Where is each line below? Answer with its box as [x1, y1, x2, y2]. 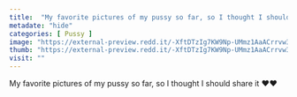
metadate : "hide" [9, 21, 73, 30]
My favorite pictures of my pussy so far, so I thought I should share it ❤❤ [9, 78, 278, 88]
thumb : [9, 46, 34, 55]
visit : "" [9, 54, 46, 63]
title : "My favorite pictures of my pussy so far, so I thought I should [9, 12, 291, 22]
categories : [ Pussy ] [9, 29, 93, 38]
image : [9, 37, 34, 47]
